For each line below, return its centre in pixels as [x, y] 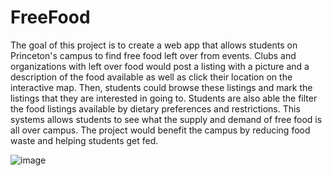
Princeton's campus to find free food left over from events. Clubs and [153, 55]
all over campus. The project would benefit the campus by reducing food [160, 130]
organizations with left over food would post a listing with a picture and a [160, 66]
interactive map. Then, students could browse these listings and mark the [161, 87]
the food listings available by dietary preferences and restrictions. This [155, 108]
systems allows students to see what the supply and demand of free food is [166, 119]
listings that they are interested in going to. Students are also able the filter [164, 98]
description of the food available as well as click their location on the [151, 77]
